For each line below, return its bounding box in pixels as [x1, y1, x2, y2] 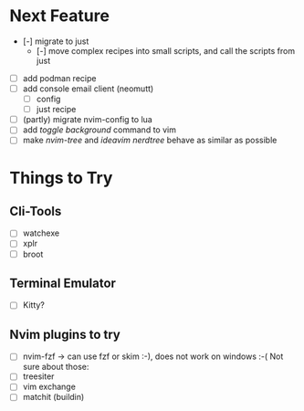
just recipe [36, 104, 77, 115]
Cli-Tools [9, 203, 62, 219]
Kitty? [22, 300, 46, 311]
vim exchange [22, 381, 76, 393]
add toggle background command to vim [22, 124, 176, 135]
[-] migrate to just [22, 36, 89, 47]
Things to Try [9, 167, 113, 188]
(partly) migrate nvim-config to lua [22, 114, 152, 125]
